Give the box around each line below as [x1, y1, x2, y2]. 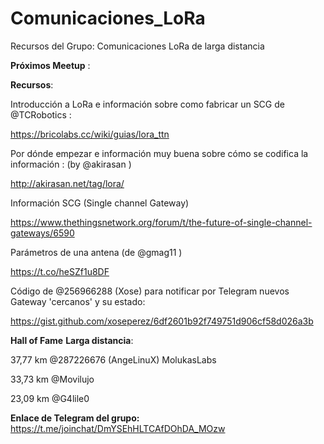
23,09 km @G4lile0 [10, 392, 90, 404]
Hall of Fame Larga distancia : [10, 334, 134, 346]
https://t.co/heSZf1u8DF [10, 265, 110, 277]
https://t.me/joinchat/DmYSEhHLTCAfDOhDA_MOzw [10, 422, 226, 434]
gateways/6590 [10, 227, 75, 239]
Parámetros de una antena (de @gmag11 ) [10, 246, 183, 258]
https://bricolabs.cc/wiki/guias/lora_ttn [10, 128, 170, 140]
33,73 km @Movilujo [10, 373, 95, 385]
